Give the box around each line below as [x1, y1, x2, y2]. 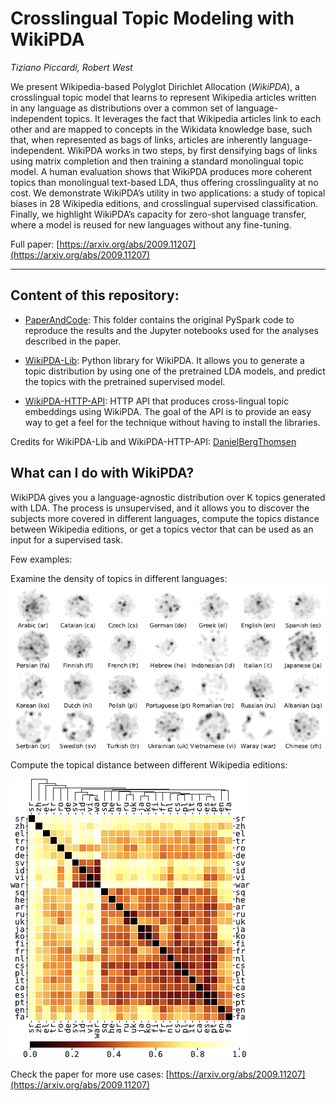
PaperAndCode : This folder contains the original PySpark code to [24, 313, 295, 326]
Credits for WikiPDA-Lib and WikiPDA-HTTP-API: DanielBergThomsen [10, 435, 297, 447]
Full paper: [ [10, 238, 60, 250]
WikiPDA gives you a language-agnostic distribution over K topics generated [10, 491, 326, 503]
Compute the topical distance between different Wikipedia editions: [10, 758, 288, 771]
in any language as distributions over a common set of [10, 102, 235, 114]
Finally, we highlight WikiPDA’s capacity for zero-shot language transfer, [10, 208, 307, 220]
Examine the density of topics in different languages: [10, 572, 228, 584]
